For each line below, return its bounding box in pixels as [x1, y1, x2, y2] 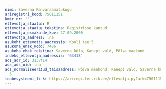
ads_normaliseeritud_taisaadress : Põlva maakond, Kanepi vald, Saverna [5, 67, 156, 72]
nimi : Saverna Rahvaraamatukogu [5, 7, 72, 12]
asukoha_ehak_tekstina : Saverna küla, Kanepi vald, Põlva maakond [5, 48, 145, 53]
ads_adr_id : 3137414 [5, 58, 48, 63]
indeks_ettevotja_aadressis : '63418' [5, 53, 83, 58]
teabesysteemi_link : [5, 76, 48, 81]
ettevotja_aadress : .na [5, 35, 54, 40]
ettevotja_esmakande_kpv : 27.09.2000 [5, 30, 83, 35]
